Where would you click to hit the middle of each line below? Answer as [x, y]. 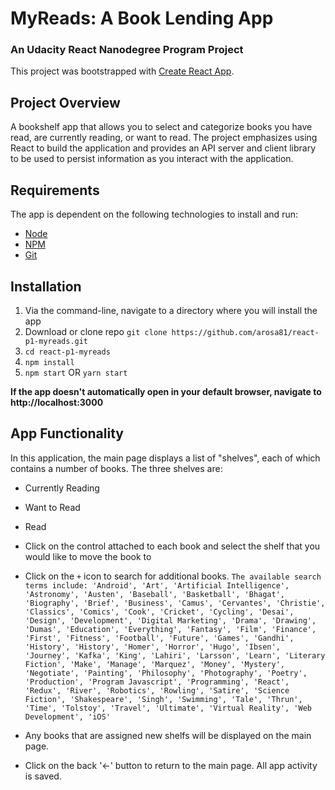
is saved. [43, 776]
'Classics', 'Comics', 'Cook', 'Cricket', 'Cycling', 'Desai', [159, 612]
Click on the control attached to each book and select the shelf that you [172, 546]
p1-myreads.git [56, 341]
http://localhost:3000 [57, 402]
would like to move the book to [88, 556]
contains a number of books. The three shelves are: [116, 468]
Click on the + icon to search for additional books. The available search [173, 576]
